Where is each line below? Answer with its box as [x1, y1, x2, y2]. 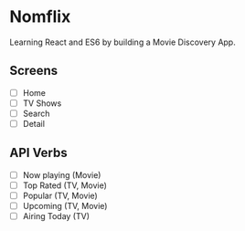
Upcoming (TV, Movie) [22, 201, 108, 211]
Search [22, 108, 50, 119]
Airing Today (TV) [22, 211, 90, 222]
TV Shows [22, 98, 62, 109]
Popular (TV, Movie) [22, 190, 98, 201]
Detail [22, 118, 46, 129]
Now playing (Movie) [22, 169, 101, 180]
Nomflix [9, 6, 71, 27]
